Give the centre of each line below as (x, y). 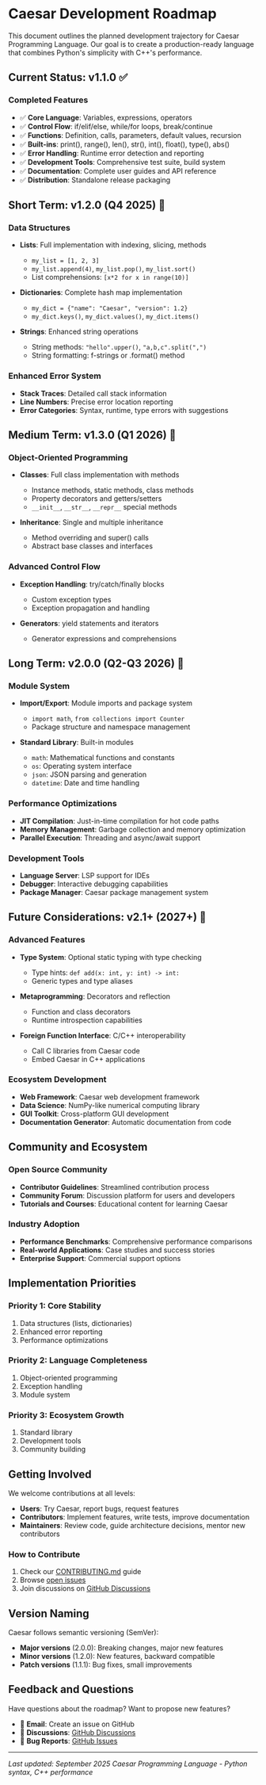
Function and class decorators (81, 1011)
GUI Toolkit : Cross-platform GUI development (94, 1114)
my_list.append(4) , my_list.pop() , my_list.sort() (114, 269)
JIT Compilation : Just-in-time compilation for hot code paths (119, 820)
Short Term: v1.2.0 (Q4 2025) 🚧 (87, 206)
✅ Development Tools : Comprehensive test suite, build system (122, 162)
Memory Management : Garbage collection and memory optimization (133, 829)
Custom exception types (71, 599)
